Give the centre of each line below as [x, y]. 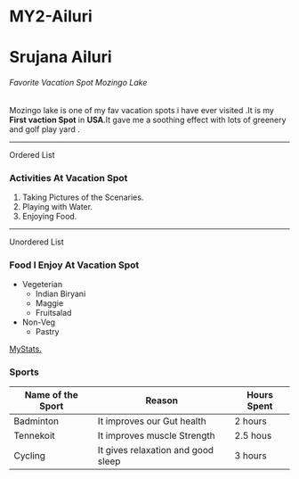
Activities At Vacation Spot [69, 178]
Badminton [36, 421]
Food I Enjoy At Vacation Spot [74, 265]
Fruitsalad [53, 313]
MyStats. [25, 349]
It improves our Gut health [152, 421]
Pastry [47, 332]
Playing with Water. [57, 206]
